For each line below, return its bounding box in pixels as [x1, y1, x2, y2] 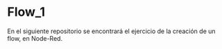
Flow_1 [7, 4, 45, 20]
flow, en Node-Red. [7, 34, 63, 42]
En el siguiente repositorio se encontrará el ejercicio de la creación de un [7, 27, 216, 35]
